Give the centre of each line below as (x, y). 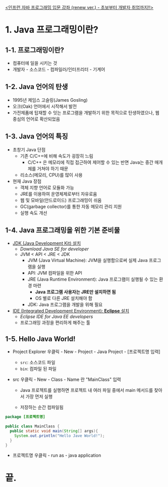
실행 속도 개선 (34, 213)
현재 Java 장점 (27, 181)
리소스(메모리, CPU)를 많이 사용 (51, 175)
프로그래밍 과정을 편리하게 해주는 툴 (55, 323)
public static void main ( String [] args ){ (54, 431)
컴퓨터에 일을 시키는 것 (35, 63)
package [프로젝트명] (25, 417)
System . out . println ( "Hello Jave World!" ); (60, 436)
